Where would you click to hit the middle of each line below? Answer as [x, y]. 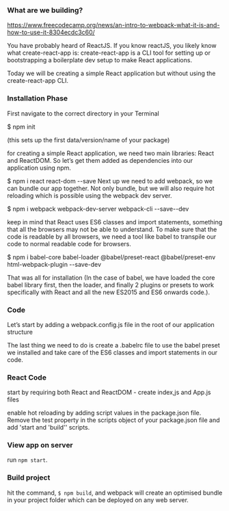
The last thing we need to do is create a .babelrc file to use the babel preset [113, 345]
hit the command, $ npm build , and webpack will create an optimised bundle [115, 493]
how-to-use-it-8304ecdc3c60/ [51, 32]
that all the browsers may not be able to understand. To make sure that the [112, 229]
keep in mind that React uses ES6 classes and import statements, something [115, 222]
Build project [29, 477]
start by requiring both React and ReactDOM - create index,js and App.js [109, 393]
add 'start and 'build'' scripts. [49, 428]
